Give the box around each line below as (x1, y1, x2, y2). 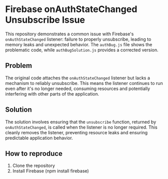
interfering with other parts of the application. (5, 91, 99, 97)
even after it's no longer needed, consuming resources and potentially (5, 85, 150, 92)
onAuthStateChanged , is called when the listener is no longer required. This (5, 124, 158, 130)
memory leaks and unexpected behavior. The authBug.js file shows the (5, 41, 152, 47)
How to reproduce (5, 149, 63, 158)
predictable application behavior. (5, 135, 73, 141)
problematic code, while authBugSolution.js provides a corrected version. (5, 47, 159, 53)
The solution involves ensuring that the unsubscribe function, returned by (5, 119, 156, 125)
